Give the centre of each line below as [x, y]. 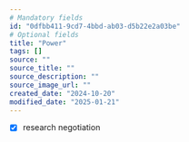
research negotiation [61, 128]
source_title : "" [42, 69]
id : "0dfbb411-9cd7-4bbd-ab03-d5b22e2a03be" [95, 26]
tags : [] [26, 52]
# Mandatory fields [46, 18]
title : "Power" [38, 43]
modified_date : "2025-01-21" [65, 102]
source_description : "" [55, 77]
